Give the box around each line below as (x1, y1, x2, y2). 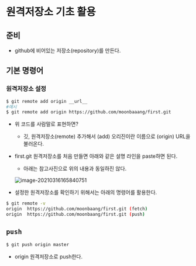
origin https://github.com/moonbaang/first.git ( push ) (6, 212, 145, 217)
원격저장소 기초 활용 (6, 5, 97, 19)
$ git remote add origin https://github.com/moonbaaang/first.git (6, 109, 171, 115)
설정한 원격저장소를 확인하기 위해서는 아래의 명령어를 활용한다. (14, 189, 157, 196)
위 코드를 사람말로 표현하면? (14, 120, 79, 127)
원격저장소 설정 (6, 85, 47, 93)
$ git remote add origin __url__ (6, 98, 88, 104)
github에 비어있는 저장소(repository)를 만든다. (14, 47, 121, 54)
